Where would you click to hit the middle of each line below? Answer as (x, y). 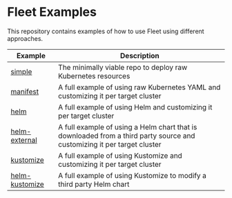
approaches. (25, 38)
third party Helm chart (94, 184)
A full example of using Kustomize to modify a (133, 175)
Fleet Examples (52, 12)
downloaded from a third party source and (127, 136)
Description (140, 55)
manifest (25, 91)
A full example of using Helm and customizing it (135, 107)
